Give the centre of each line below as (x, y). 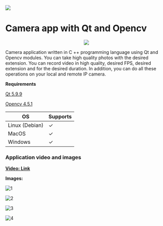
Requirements (21, 84)
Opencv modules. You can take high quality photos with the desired (77, 58)
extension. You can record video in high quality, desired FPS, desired (78, 63)
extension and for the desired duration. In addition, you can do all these (81, 68)
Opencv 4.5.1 (19, 104)
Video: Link (18, 168)
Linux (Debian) (26, 125)
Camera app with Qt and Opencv (76, 29)
